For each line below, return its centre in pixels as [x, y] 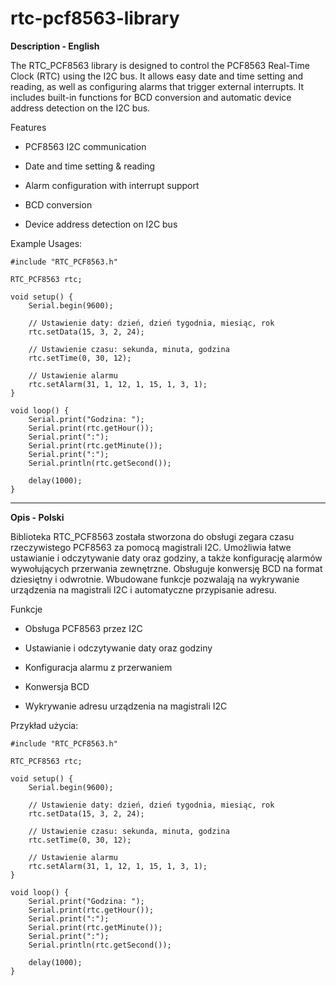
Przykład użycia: [44, 725]
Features [28, 127]
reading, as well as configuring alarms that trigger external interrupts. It [157, 86]
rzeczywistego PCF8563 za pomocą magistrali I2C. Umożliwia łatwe [151, 547]
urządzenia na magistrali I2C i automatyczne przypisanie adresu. [143, 589]
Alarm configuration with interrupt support [112, 185]
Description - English [55, 46]
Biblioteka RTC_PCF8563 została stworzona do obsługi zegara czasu [152, 536]
